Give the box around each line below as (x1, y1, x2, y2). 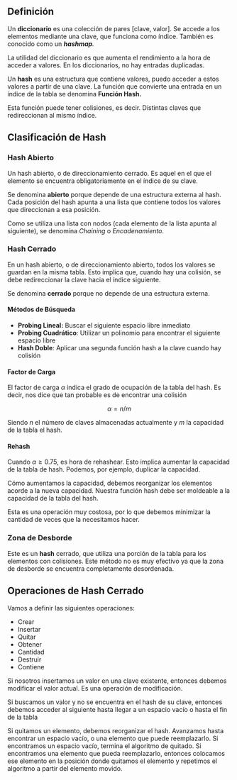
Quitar (17, 633, 36, 641)
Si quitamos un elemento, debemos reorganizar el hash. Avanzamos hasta (7, 726, 224, 735)
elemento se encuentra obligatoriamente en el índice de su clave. (7, 177, 199, 185)
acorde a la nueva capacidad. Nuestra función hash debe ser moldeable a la (7, 486, 231, 495)
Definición (7, 6, 55, 18)
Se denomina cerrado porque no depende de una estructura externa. (7, 289, 211, 297)
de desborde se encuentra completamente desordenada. (7, 564, 175, 573)
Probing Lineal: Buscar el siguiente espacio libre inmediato (17, 321, 191, 329)
